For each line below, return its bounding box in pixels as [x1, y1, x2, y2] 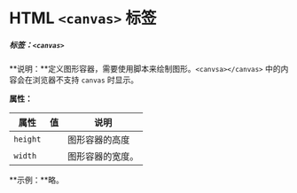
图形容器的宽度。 [67, 151, 139, 163]
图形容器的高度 [67, 134, 130, 146]
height [13, 135, 42, 144]
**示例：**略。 [9, 174, 65, 186]
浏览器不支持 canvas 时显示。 [32, 74, 139, 85]
